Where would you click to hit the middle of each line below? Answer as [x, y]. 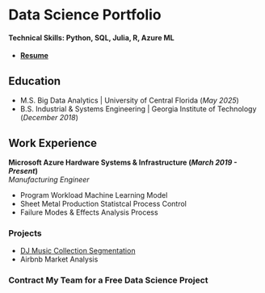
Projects [25, 233]
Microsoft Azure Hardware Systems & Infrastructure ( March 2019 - [123, 162]
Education [35, 81]
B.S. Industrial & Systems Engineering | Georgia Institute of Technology [138, 109]
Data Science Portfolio [85, 15]
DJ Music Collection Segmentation [78, 251]
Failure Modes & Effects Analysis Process [89, 212]
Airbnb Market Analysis [59, 259]
